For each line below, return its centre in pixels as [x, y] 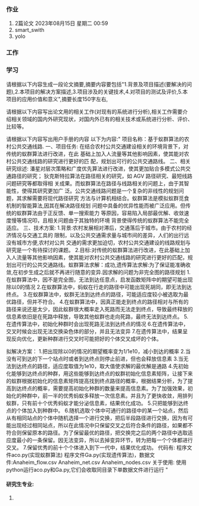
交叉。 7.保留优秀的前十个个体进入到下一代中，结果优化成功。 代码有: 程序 [97, 447]
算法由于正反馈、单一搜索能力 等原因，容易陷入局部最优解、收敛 [105, 213]
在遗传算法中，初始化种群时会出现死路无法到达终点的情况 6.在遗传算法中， [97, 324]
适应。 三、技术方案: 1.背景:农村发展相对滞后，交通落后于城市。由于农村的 [97, 228]
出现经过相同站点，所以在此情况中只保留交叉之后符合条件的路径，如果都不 [102, 425]
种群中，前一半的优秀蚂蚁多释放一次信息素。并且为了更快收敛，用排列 [107, 395]
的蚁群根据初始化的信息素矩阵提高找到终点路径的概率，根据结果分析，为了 [97, 381]
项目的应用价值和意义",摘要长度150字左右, [57, 99]
